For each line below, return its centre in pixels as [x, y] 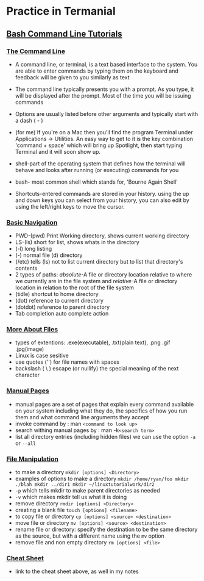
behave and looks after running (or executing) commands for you [97, 170]
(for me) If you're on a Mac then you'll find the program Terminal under [104, 132]
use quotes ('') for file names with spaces [67, 362]
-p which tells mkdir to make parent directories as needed [87, 491]
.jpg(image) [30, 349]
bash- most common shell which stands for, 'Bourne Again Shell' [96, 182]
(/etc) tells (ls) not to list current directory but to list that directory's [99, 262]
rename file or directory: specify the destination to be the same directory [106, 530]
